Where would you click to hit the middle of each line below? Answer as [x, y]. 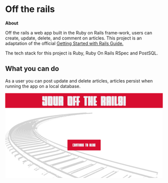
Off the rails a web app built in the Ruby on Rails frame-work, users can [79, 32]
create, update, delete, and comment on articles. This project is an [73, 38]
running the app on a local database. [43, 86]
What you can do [32, 69]
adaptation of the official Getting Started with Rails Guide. [64, 43]
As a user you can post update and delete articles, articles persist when [79, 80]
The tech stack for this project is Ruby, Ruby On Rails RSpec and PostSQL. [82, 53]
